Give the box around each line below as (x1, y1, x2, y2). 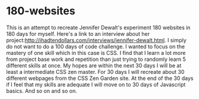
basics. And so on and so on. (6, 87, 77, 94)
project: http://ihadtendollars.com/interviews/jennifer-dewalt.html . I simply (6, 36, 187, 44)
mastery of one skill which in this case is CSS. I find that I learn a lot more (6, 49, 186, 56)
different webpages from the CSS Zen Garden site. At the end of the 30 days (6, 75, 194, 82)
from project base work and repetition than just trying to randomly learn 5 (6, 55, 186, 63)
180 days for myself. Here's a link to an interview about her (6, 30, 150, 37)
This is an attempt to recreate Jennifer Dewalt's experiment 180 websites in (6, 24, 191, 31)
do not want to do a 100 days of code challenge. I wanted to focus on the (6, 43, 185, 50)
